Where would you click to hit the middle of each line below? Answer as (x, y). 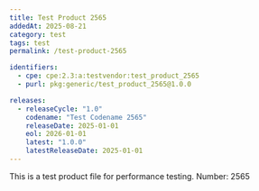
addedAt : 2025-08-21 (48, 26)
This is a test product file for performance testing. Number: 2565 (129, 176)
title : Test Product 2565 (58, 18)
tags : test (30, 43)
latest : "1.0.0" (56, 142)
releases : (28, 100)
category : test (38, 34)
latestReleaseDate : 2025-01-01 (84, 151)
